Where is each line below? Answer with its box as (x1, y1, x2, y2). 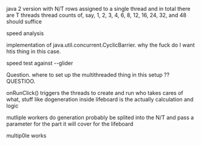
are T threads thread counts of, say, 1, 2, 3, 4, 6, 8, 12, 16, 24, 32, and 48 (6, 11, 187, 19)
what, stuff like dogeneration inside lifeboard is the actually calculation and (6, 96, 194, 103)
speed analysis (6, 30, 44, 37)
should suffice (6, 18, 43, 25)
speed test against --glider (6, 60, 73, 66)
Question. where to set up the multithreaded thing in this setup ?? (6, 71, 170, 78)
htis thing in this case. (6, 48, 61, 55)
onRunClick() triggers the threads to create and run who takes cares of (6, 89, 183, 96)
